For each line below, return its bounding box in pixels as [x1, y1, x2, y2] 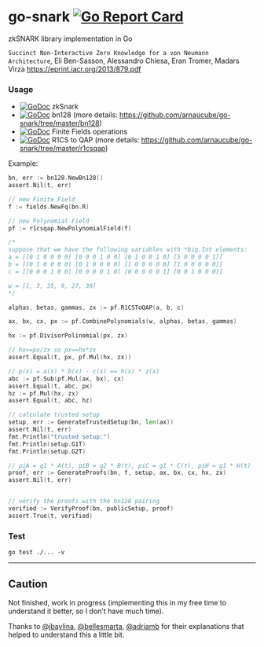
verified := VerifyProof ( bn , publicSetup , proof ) [8, 505, 174, 513]
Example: [8, 159, 38, 168]
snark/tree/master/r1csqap [19, 144, 106, 153]
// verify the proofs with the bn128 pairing [8, 498, 159, 505]
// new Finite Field [8, 195, 76, 204]
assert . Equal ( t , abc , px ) [8, 382, 93, 390]
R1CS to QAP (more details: [52, 135, 140, 145]
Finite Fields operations [52, 127, 128, 137]
